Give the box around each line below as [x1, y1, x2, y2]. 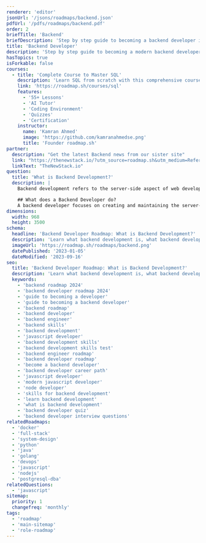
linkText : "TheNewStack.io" [12, 163, 84, 169]
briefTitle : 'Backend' [6, 32, 64, 38]
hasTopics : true [6, 55, 48, 61]
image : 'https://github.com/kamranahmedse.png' [22, 134, 147, 141]
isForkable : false [6, 60, 53, 66]
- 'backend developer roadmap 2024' [17, 287, 112, 294]
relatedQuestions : [6, 482, 53, 488]
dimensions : [6, 208, 37, 215]
